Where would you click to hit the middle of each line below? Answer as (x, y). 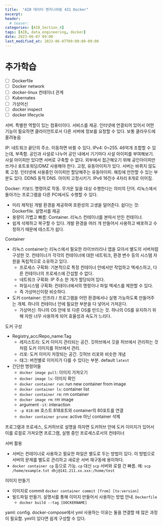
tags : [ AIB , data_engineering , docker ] (45, 32)
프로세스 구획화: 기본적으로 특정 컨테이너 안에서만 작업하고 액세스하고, (86, 267)
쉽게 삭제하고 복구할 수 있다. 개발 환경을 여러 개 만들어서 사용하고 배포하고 (82, 223)
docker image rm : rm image (46, 399)
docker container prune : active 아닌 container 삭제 (70, 416)
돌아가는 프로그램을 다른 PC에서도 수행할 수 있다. (52, 195)
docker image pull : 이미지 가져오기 (54, 373)
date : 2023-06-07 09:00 (29, 37)
